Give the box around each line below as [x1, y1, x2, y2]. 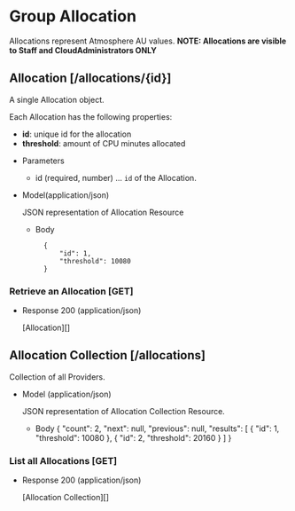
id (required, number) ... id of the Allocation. [35, 172, 197, 183]
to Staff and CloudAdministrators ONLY [9, 44, 157, 55]
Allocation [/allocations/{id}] [9, 71, 172, 86]
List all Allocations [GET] [9, 454, 118, 467]
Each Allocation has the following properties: [9, 111, 173, 122]
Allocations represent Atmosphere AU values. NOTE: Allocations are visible [9, 35, 287, 46]
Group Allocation [9, 6, 137, 27]
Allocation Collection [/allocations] [9, 348, 206, 363]
